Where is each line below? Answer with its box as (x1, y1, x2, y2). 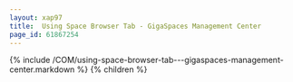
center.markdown (9, 64, 75, 75)
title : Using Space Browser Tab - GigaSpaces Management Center (9, 22, 261, 31)
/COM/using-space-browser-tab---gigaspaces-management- (52, 55, 284, 66)
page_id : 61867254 (9, 30, 79, 39)
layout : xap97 (9, 13, 63, 23)
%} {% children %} (76, 64, 148, 75)
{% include (9, 55, 51, 66)
